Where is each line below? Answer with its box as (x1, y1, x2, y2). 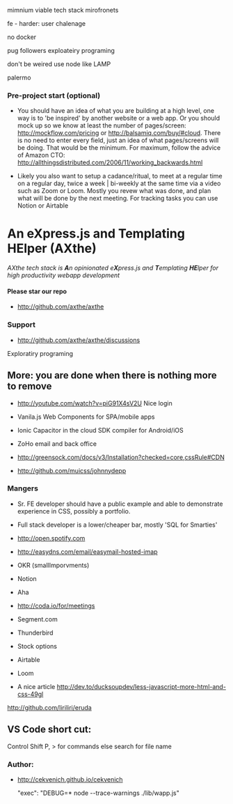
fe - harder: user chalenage (7, 20, 86, 27)
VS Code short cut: (7, 724, 92, 736)
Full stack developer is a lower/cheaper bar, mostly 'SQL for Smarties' (17, 520, 218, 529)
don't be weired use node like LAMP (7, 60, 111, 68)
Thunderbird (17, 628, 54, 637)
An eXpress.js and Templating (7, 226, 186, 242)
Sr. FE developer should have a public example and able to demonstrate (17, 500, 223, 508)
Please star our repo (7, 287, 67, 295)
